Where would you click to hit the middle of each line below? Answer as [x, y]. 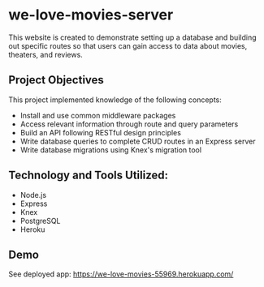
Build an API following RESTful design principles [100, 132]
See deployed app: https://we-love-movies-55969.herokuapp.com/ [121, 274]
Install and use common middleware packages [98, 115]
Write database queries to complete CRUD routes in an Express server [138, 141]
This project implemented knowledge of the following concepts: [115, 100]
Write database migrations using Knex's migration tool [110, 150]
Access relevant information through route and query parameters [129, 124]
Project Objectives [56, 80]
